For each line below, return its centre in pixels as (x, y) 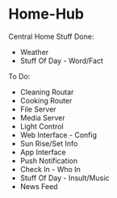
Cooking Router (46, 100)
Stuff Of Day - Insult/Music (65, 178)
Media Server (43, 117)
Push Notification (49, 160)
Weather (34, 52)
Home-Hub (46, 14)
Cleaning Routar (47, 92)
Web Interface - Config (58, 135)
